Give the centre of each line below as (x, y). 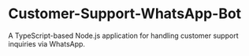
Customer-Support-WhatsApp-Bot (125, 14)
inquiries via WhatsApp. (46, 43)
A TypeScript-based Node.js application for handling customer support (123, 35)
